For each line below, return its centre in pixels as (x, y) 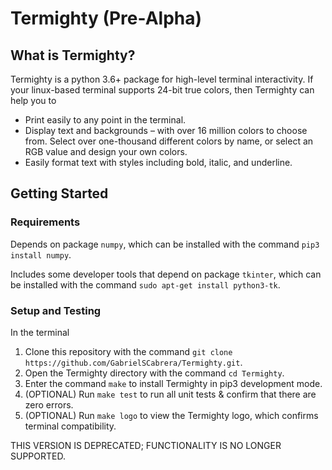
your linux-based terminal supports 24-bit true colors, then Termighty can (162, 90)
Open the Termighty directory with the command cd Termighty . (154, 373)
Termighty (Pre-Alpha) (106, 18)
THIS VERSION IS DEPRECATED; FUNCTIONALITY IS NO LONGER (146, 445)
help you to (33, 100)
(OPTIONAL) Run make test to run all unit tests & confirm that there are (170, 394)
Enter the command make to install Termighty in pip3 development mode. (173, 383)
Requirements (45, 222)
